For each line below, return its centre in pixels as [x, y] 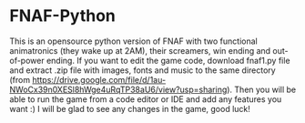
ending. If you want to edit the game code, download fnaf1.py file [168, 60]
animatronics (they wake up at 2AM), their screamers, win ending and [140, 50]
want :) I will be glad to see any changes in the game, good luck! [130, 108]
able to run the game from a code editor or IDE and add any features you [146, 99]
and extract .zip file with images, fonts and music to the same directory [142, 70]
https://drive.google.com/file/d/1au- [99, 79]
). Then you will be [262, 89]
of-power [27, 60]
